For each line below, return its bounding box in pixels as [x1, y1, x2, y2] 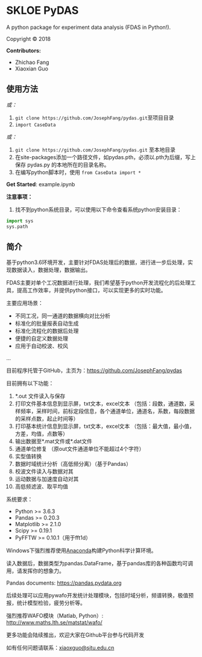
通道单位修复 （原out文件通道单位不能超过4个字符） [14, 445, 145, 453]
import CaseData [14, 122, 56, 128]
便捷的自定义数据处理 [14, 335, 68, 342]
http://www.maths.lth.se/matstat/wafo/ [6, 619, 103, 626]
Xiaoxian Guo [14, 64, 48, 72]
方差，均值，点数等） [14, 430, 68, 438]
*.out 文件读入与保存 [14, 392, 66, 400]
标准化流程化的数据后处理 [14, 327, 79, 335]
